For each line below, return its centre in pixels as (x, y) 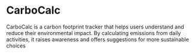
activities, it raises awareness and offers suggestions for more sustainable (98, 39)
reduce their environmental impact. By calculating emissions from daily (94, 33)
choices (16, 46)
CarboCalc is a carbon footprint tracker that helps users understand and (95, 27)
